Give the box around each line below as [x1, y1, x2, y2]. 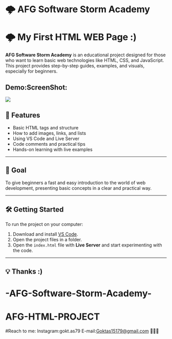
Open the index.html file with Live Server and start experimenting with [12, 242, 162, 248]
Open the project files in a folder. [12, 237, 82, 243]
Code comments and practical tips [12, 141, 85, 147]
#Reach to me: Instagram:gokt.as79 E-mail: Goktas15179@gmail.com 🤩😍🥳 [5, 328, 159, 334]
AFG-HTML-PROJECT [5, 311, 100, 323]
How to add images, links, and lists [12, 130, 86, 136]
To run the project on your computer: [5, 221, 83, 228]
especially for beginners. [5, 68, 58, 74]
